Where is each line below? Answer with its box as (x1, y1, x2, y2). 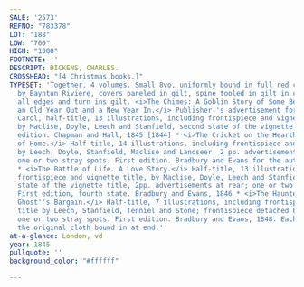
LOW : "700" (9, 38, 51, 48)
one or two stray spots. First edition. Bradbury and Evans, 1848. (17, 214, 278, 224)
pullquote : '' (9, 248, 63, 257)
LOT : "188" (9, 30, 51, 39)
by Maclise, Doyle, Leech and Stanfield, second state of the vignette (17, 123, 294, 132)
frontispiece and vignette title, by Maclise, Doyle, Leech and (17, 172, 265, 181)
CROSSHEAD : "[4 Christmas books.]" (9, 72, 144, 81)
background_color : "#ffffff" (9, 256, 119, 266)
